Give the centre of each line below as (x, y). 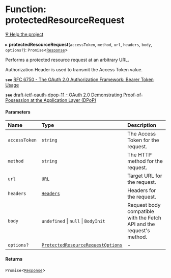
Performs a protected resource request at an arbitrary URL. (67, 60)
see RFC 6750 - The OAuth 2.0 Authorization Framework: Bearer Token (80, 79)
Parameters (18, 112)
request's (138, 231)
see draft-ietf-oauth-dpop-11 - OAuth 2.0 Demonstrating (64, 95)
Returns (14, 259)
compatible (140, 211)
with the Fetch (144, 218)
